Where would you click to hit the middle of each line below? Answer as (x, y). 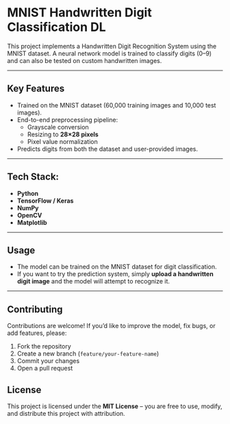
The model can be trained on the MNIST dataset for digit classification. (117, 267)
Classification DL (56, 27)
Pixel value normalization (62, 141)
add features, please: (37, 333)
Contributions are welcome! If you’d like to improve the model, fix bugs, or (111, 326)
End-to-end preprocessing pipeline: (67, 120)
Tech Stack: (33, 177)
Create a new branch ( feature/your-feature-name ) (88, 353)
